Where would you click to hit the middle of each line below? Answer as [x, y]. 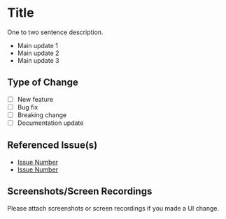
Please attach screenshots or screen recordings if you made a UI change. [113, 208]
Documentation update [50, 123]
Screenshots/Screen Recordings [80, 191]
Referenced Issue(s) [52, 145]
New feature [35, 99]
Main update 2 [38, 53]
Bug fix [28, 107]
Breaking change [42, 115]
